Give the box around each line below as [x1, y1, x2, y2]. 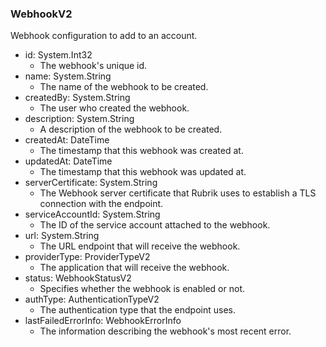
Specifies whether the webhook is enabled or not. [39, 283, 246, 295]
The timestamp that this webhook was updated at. [39, 166, 247, 178]
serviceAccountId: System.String [24, 208, 161, 221]
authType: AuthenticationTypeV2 [24, 293, 160, 306]
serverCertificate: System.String [24, 177, 158, 189]
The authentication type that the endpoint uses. [39, 304, 236, 316]
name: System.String [24, 70, 112, 82]
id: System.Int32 [24, 49, 93, 61]
